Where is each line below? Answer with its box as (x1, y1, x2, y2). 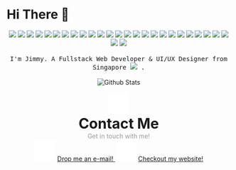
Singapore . (92, 63, 145, 71)
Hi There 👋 (6, 6, 70, 23)
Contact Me (78, 114, 159, 132)
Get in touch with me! (87, 132, 151, 140)
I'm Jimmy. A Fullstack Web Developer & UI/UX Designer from (9, 55, 228, 63)
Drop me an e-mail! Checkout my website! (57, 154, 204, 163)
